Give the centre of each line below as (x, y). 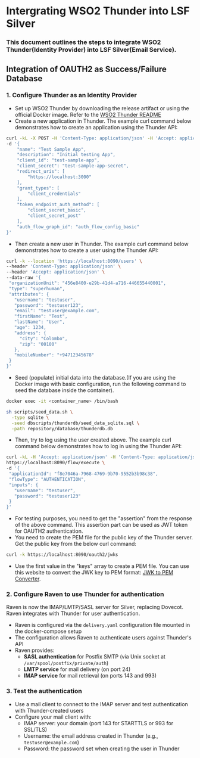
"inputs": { (24, 485)
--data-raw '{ (24, 278)
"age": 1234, (30, 328)
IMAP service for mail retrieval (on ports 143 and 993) (90, 676)
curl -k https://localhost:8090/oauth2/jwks (62, 555)
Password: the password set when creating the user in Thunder (101, 748)
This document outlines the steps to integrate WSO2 (84, 42)
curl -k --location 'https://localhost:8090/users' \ (74, 261)
